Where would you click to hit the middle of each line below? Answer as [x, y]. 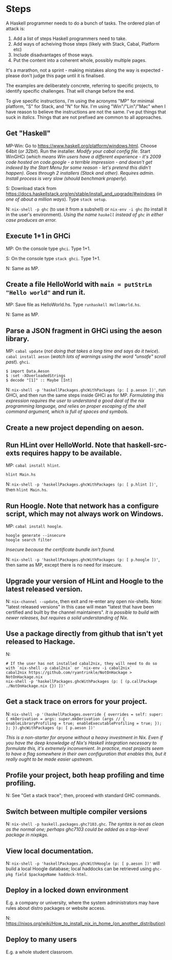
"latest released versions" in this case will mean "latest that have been [80, 607]
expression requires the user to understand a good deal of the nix [75, 401]
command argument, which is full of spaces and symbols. [67, 412]
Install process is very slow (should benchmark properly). [67, 178]
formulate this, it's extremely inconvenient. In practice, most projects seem [84, 748]
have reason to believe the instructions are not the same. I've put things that [86, 112]
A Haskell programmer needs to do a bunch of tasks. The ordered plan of [83, 23]
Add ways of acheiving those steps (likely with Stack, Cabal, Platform [86, 44]
